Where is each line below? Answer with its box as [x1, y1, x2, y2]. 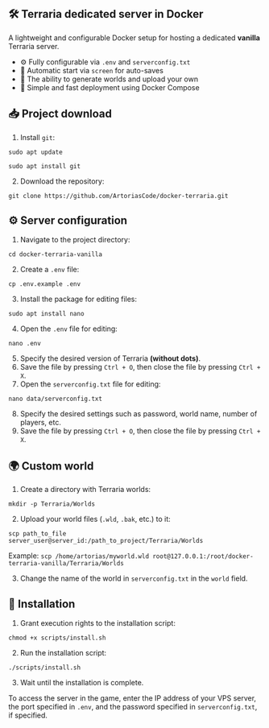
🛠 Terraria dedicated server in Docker [8, 7, 204, 21]
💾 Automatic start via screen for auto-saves [19, 65, 163, 75]
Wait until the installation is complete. [19, 678, 144, 688]
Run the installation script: [19, 648, 107, 658]
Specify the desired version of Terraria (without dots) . [19, 354, 201, 363]
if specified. [8, 710, 48, 720]
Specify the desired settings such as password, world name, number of [19, 409, 258, 419]
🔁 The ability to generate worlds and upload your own [19, 74, 199, 84]
